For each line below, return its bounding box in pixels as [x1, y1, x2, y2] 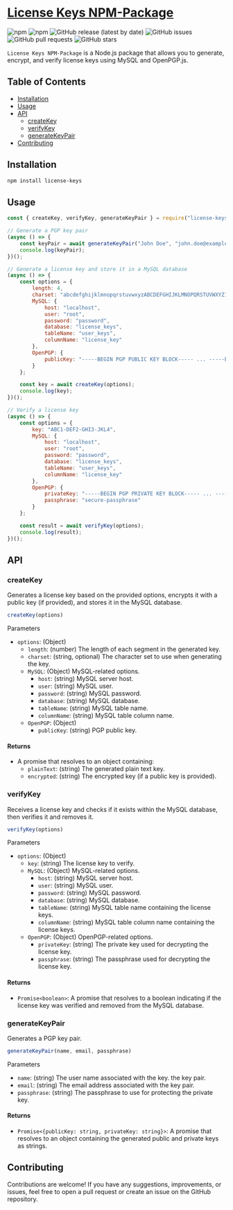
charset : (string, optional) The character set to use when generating [27, 652, 222, 661]
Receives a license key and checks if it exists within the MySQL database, [7, 805, 218, 813]
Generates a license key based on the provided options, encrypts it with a [7, 591, 218, 599]
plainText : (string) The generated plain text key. [27, 765, 165, 773]
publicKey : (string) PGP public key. [37, 726, 137, 734]
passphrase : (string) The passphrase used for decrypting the [37, 955, 211, 963]
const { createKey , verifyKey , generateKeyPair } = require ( [7, 215, 188, 222]
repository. [7, 1195, 38, 1203]
